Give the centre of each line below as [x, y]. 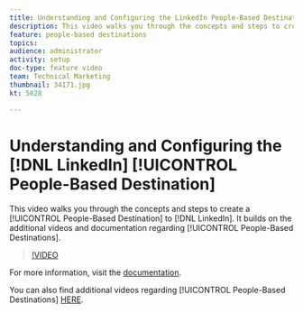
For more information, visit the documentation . [96, 272]
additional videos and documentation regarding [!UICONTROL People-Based [151, 228]
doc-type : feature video [56, 69]
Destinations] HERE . [46, 299]
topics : [24, 43]
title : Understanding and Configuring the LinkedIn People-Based [134, 18]
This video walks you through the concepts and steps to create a [130, 209]
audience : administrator [56, 51]
